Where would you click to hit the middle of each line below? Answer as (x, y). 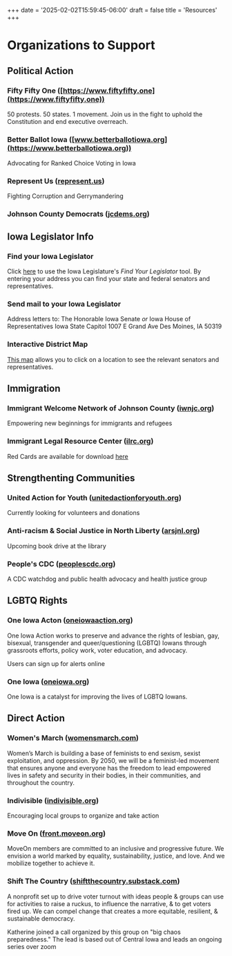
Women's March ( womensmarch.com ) (73, 738)
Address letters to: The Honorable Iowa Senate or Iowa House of (99, 319)
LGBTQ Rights (37, 601)
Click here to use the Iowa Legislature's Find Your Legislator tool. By (104, 271)
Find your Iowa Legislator (50, 256)
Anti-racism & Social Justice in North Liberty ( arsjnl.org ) (104, 531)
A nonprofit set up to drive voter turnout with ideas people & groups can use (116, 896)
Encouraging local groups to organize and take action (83, 815)
